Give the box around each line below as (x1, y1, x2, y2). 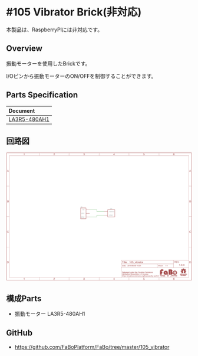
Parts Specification (6, 90, 78, 100)
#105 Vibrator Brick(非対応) (6, 5, 142, 19)
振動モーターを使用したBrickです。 (6, 60, 91, 67)
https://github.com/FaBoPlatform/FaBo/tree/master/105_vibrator (14, 344, 170, 351)
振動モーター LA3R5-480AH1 (14, 311, 85, 318)
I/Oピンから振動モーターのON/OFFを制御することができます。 (6, 72, 157, 80)
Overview (6, 44, 43, 54)
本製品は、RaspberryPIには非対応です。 (6, 26, 103, 33)
